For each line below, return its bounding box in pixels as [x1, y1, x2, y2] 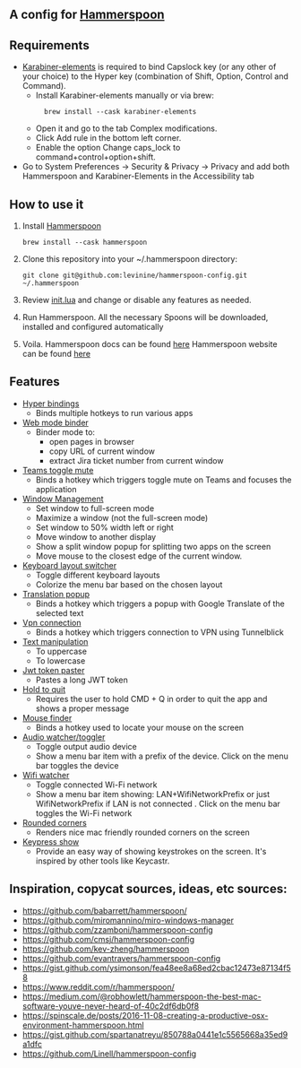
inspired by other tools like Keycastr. [35, 855, 170, 866]
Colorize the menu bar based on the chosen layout [35, 578, 223, 590]
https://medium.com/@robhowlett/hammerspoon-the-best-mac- [21, 991, 262, 1002]
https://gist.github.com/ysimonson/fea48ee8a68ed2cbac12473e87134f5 [21, 962, 291, 973]
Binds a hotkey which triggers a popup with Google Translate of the [35, 598, 285, 609]
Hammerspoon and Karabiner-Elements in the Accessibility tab [21, 170, 255, 182]
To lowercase [35, 655, 86, 666]
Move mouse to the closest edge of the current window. [35, 551, 243, 561]
